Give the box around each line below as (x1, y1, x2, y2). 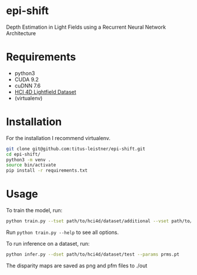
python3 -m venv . (6, 157, 51, 162)
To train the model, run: (6, 207, 63, 214)
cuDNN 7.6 (14, 82, 41, 89)
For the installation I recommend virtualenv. (6, 134, 111, 141)
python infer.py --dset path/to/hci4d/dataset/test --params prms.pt (6, 252, 180, 257)
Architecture (6, 29, 36, 36)
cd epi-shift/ (6, 151, 41, 157)
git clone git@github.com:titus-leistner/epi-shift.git (6, 145, 145, 152)
